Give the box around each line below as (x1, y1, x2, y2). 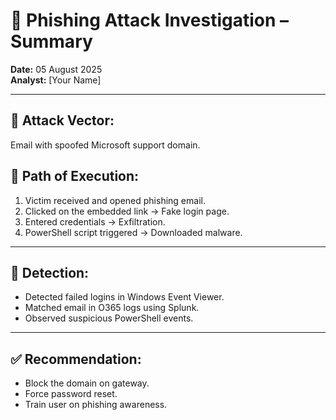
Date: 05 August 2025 (10, 63, 103, 75)
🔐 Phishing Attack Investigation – (10, 9, 290, 32)
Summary (10, 30, 93, 53)
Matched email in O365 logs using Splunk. (24, 302, 200, 314)
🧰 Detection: (10, 264, 90, 281)
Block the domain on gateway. (24, 377, 150, 389)
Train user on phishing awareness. (24, 399, 168, 411)
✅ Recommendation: (10, 350, 142, 368)
